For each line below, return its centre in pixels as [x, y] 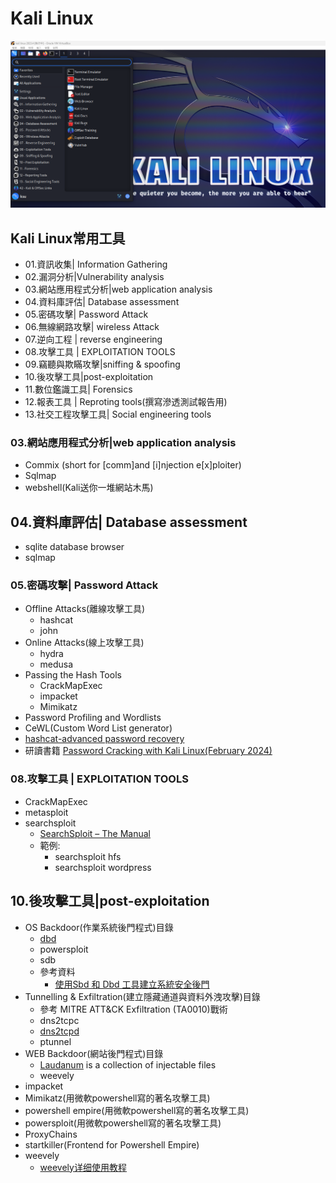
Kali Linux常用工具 [68, 238]
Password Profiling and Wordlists [93, 718]
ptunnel [55, 1041]
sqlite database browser [74, 547]
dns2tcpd [59, 1031]
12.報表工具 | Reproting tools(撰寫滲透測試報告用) [126, 401]
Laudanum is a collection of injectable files [128, 1064]
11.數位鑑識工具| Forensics [78, 389]
